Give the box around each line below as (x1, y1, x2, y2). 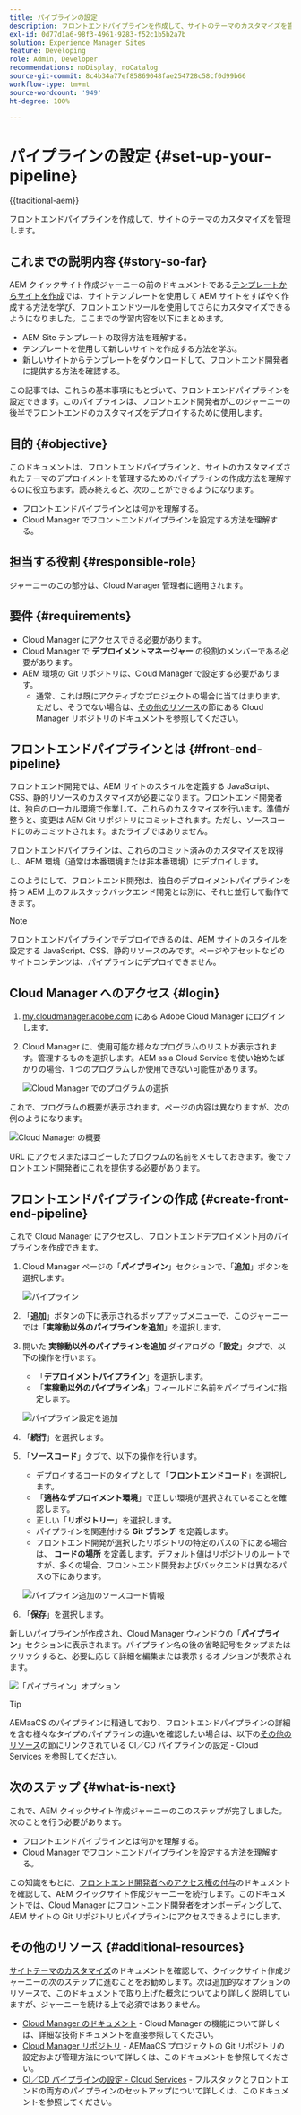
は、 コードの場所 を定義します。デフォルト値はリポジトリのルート (35, 1549, 284, 1558)
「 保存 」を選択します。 (21, 1609, 109, 1619)
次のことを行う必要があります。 (9, 1816, 127, 1827)
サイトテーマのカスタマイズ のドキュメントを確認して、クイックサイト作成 (9, 1965, 284, 1976)
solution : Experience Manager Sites (9, 38, 146, 48)
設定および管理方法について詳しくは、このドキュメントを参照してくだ (21, 2051, 281, 2062)
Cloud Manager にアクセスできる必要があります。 (21, 634, 206, 645)
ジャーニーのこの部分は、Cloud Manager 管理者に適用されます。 (9, 580, 248, 591)
